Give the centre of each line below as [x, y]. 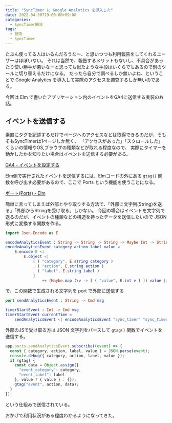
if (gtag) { [23, 360]
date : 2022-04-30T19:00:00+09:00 [41, 15]
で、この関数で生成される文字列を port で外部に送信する [65, 291]
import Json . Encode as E [32, 233]
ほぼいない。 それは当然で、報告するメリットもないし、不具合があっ [91, 60]
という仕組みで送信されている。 [39, 404]
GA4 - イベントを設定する [33, 164]
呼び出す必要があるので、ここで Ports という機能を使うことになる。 [86, 182]
